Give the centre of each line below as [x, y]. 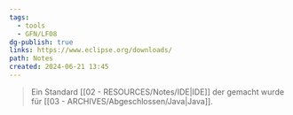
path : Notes [31, 58]
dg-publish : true [41, 42]
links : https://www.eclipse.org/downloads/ [91, 50]
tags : [19, 17]
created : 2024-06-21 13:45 [59, 67]
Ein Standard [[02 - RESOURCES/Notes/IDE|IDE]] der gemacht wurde [158, 92]
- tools [32, 26]
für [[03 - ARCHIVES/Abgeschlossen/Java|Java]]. [122, 101]
